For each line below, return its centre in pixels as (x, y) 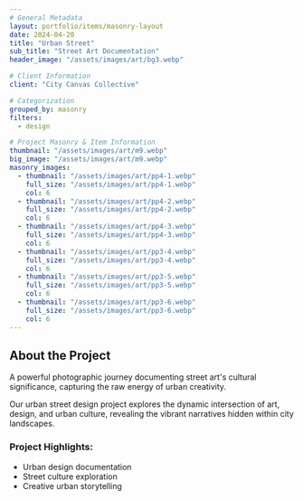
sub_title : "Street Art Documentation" (85, 52)
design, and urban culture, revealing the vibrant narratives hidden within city (151, 414)
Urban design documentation (77, 467)
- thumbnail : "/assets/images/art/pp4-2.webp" (107, 201)
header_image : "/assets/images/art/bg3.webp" (96, 60)
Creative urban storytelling (72, 486)
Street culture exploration (70, 476)
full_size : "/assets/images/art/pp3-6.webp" (111, 310)
